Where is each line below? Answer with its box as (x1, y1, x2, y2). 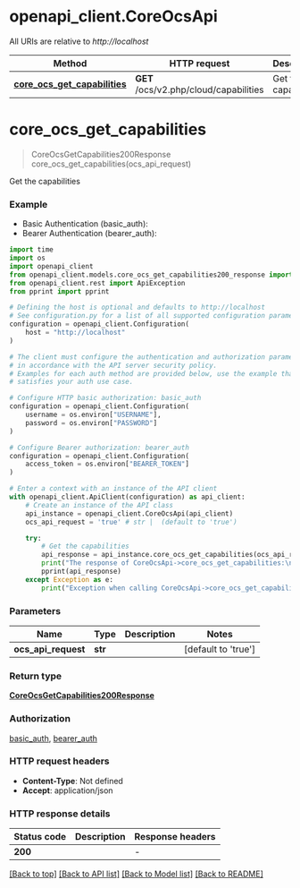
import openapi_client (9, 261, 94, 270)
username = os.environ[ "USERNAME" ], (25, 410, 162, 420)
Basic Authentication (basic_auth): (21, 218, 149, 229)
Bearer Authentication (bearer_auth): (21, 228, 158, 239)
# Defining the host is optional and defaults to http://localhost (9, 303, 266, 312)
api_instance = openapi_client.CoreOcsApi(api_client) (25, 508, 234, 518)
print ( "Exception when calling (41, 584, 158, 593)
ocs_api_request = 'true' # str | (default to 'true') (25, 517, 238, 526)
